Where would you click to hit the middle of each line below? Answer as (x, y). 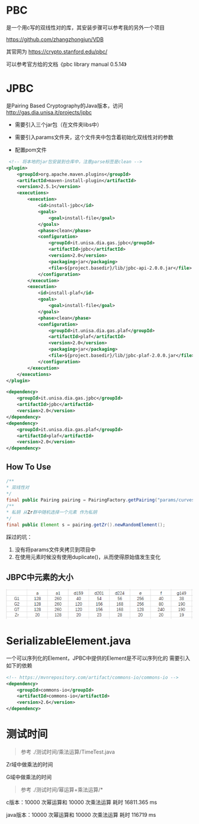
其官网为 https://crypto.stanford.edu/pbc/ (57, 52)
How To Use (29, 467)
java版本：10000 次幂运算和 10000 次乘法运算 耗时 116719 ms (81, 815)
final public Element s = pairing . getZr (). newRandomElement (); (86, 525)
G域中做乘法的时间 (29, 777)
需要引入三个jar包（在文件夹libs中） (58, 124)
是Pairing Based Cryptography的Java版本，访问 (65, 106)
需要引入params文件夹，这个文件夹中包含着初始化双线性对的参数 (94, 137)
